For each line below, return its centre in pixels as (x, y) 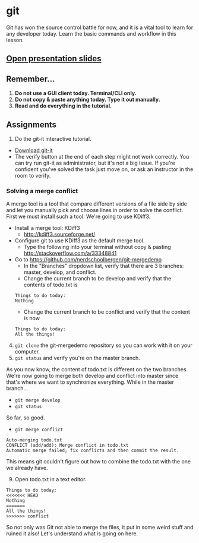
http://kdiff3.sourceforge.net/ (59, 234)
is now (32, 318)
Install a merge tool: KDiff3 (47, 228)
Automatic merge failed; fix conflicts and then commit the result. (93, 451)
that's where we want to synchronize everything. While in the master (90, 382)
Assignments (31, 124)
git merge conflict (39, 430)
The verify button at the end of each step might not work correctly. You (102, 156)
